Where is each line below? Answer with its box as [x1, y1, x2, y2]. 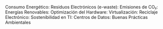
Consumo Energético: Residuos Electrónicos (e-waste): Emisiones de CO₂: [5, 4, 158, 10]
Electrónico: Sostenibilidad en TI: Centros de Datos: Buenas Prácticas [5, 14, 148, 20]
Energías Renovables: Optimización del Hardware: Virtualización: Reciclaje [5, 9, 158, 15]
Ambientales [5, 19, 31, 25]
